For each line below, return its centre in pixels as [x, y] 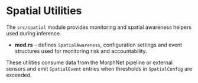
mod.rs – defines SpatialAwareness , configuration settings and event [98, 45]
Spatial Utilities [44, 11]
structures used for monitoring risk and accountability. [81, 51]
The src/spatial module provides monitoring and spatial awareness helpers [99, 27]
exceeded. [19, 75]
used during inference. [34, 33]
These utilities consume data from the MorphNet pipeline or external [90, 62]
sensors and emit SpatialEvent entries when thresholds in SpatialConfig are [99, 68]
